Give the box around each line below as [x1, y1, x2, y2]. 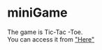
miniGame [7, 5, 68, 21]
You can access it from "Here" [7, 35, 95, 43]
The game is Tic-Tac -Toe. [7, 28, 83, 36]
